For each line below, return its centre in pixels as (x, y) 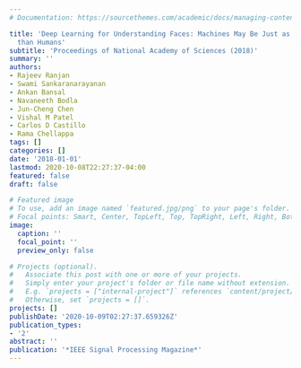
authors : (26, 67)
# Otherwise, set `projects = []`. (80, 300)
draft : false (34, 184)
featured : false (39, 176)
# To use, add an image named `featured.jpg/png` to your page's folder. (150, 209)
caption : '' (40, 233)
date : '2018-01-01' (46, 159)
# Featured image (42, 200)
